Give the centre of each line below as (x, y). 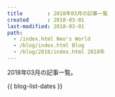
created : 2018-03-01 (46, 20)
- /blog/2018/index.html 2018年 (59, 52)
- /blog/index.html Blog (49, 45)
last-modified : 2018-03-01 (46, 26)
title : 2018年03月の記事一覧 (57, 13)
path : (15, 33)
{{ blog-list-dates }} (35, 86)
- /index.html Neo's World (52, 39)
